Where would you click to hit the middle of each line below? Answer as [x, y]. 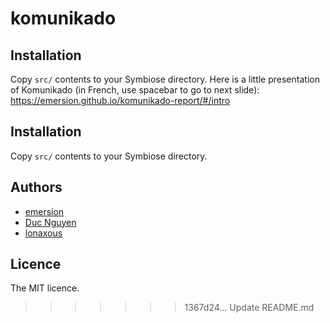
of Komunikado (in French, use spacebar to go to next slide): [135, 90]
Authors [36, 187]
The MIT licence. [45, 288]
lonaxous [43, 233]
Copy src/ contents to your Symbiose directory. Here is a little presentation [165, 79]
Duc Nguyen [50, 222]
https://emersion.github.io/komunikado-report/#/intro [120, 100]
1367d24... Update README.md [249, 308]
